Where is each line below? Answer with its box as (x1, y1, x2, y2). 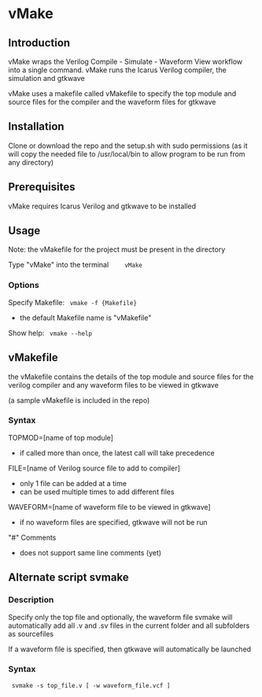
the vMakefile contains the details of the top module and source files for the (8, 371, 254, 382)
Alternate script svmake (8, 571, 129, 585)
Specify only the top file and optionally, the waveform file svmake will (8, 612, 233, 621)
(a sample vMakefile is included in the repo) (8, 395, 150, 405)
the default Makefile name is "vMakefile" (19, 312, 152, 323)
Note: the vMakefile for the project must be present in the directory (8, 245, 226, 254)
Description (8, 595, 54, 606)
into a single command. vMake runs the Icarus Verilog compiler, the (8, 65, 227, 75)
